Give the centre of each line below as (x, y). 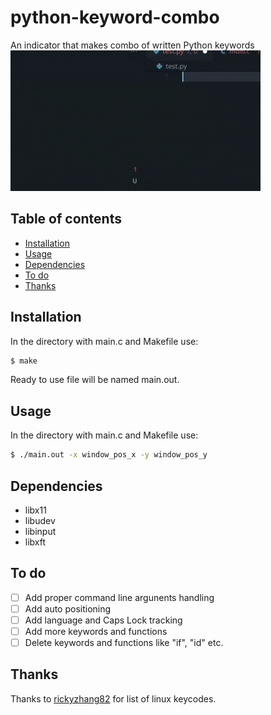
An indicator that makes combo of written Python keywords (132, 45)
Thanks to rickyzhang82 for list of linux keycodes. (113, 698)
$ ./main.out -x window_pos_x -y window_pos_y (109, 455)
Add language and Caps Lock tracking (103, 620)
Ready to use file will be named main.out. (95, 380)
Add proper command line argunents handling (119, 597)
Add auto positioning (68, 608)
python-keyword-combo (115, 17)
